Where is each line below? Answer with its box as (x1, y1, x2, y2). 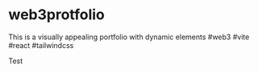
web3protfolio (8, 6, 105, 24)
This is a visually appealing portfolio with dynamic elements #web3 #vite (8, 32, 250, 42)
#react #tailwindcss (8, 40, 74, 50)
